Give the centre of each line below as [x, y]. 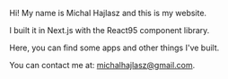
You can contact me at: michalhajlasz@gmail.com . [102, 65]
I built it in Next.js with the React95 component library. [110, 30]
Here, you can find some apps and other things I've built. [114, 48]
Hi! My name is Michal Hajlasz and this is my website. [108, 13]
